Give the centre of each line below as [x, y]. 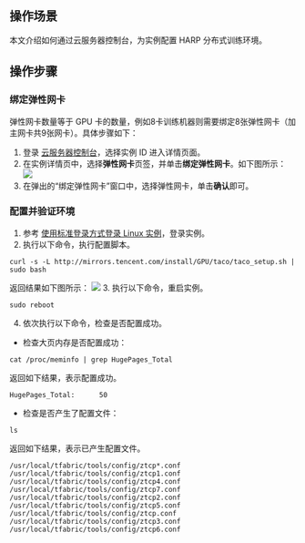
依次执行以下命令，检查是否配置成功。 [94, 323]
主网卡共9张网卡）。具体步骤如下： [74, 133]
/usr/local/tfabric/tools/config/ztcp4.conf [95, 481]
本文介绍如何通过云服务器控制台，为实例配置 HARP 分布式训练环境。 [138, 40]
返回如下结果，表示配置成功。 [65, 377]
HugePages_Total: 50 [58, 394]
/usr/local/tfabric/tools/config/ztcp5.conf [95, 505]
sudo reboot [32, 305]
